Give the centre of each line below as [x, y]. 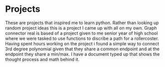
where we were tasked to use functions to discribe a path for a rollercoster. [82, 38]
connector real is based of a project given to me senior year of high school [82, 33]
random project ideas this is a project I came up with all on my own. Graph [81, 28]
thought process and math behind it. [42, 59]
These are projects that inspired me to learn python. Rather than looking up [82, 23]
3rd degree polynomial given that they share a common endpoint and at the [82, 49]
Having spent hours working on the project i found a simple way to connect [82, 43]
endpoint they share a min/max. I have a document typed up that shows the [82, 54]
